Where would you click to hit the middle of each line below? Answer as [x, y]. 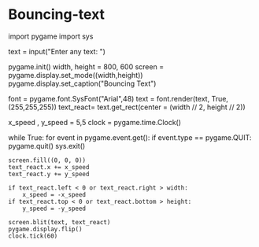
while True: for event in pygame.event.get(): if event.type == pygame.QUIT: [130, 137]
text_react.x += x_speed [49, 167]
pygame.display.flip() [45, 229]
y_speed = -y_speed [54, 208]
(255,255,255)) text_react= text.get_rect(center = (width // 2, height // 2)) [127, 107]
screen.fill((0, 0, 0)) [47, 160]
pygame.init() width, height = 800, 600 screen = [86, 66]
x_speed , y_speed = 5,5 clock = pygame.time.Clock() [95, 122]
